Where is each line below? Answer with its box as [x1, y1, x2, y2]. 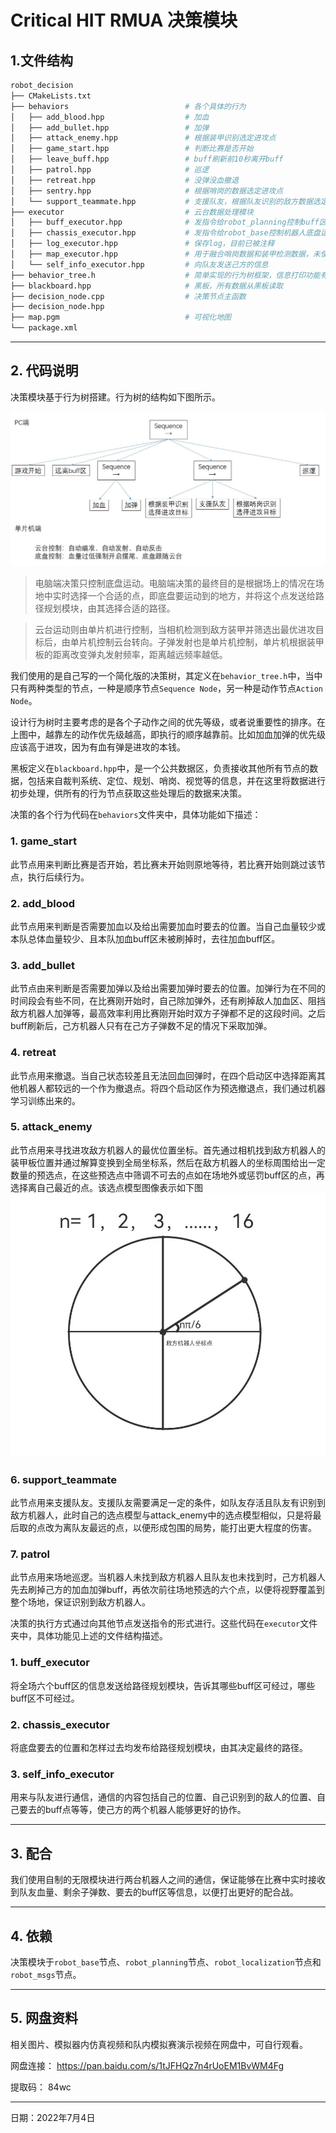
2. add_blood [10, 896, 76, 910]
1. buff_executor [10, 1656, 90, 1670]
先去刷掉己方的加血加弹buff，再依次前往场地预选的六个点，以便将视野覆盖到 [10, 1584, 325, 1596]
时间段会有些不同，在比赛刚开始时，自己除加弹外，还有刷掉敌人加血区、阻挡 [10, 995, 326, 1007]
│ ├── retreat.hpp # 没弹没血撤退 [10, 175, 239, 185]
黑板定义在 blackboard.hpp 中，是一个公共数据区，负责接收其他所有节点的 [10, 762, 310, 775]
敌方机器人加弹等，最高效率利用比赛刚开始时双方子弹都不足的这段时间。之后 [10, 1007, 326, 1020]
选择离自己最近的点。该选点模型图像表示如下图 [10, 1181, 203, 1193]
